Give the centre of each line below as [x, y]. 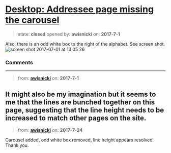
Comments [19, 62]
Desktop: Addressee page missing [80, 9]
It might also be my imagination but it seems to [81, 94]
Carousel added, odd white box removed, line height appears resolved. [80, 140]
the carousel [32, 20]
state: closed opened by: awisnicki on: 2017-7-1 [69, 34]
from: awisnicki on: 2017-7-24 [50, 130]
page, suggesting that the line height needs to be [85, 110]
